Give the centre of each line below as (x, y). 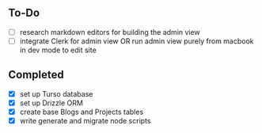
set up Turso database (56, 93)
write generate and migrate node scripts (85, 120)
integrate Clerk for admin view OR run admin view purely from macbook (137, 41)
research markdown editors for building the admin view (110, 32)
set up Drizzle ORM (51, 103)
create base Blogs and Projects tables (82, 112)
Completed (36, 75)
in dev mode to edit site (58, 50)
